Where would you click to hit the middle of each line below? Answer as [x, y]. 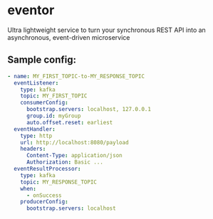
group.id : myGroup [53, 116]
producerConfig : [45, 202]
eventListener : [36, 83]
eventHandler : [35, 129]
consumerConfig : [45, 103]
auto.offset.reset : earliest [69, 122]
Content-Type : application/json [74, 156]
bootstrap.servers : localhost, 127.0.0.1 [89, 109]
